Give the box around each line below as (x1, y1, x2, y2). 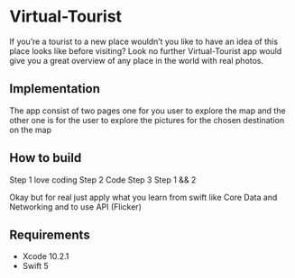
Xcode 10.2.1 (22, 251, 69, 262)
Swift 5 (22, 261, 50, 272)
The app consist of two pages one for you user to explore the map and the (9, 105, 286, 116)
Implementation (9, 81, 101, 96)
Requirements (9, 227, 90, 242)
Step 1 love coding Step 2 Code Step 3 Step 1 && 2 (9, 174, 197, 185)
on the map (9, 124, 52, 135)
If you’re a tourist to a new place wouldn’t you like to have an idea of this (9, 36, 278, 47)
